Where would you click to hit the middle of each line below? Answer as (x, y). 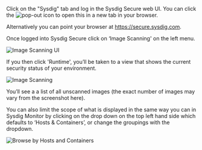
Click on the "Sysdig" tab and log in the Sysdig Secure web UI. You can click (101, 9)
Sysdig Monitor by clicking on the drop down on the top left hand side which (101, 116)
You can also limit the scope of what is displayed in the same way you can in (101, 110)
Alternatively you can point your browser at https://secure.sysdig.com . (94, 27)
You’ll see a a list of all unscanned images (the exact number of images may (101, 92)
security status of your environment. (51, 68)
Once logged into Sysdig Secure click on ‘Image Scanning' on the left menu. (101, 38)
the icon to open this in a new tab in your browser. (82, 15)
